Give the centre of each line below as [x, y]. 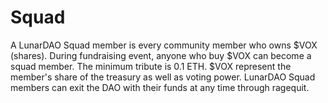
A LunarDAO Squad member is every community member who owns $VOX [164, 45]
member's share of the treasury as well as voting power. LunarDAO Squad [163, 77]
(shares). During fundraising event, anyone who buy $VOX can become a [161, 55]
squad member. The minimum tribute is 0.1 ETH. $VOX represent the [151, 66]
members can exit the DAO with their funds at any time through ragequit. [160, 87]
